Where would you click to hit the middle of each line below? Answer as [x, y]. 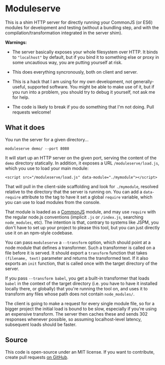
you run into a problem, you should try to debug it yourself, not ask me [83, 92]
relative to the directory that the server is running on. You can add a [74, 192]
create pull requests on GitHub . [37, 357]
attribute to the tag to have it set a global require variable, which [87, 197]
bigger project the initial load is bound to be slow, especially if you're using [81, 309]
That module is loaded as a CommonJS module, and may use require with [81, 212]
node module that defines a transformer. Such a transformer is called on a [80, 247]
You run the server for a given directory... [47, 139]
